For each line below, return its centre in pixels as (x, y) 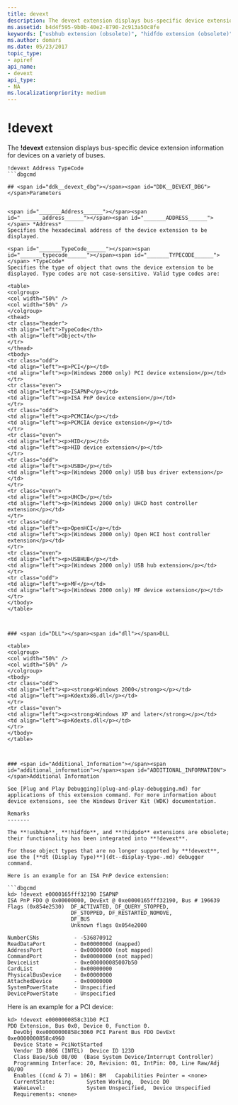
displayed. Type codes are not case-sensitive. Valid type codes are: (114, 274)
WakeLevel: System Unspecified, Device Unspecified (112, 1088)
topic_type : (25, 54)
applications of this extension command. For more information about (112, 795)
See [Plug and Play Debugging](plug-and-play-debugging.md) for (104, 789)
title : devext (28, 14)
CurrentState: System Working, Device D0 (92, 1082)
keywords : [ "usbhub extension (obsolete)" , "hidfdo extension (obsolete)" (120, 34)
